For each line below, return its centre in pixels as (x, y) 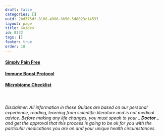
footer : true (19, 42)
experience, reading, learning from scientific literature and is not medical (80, 112)
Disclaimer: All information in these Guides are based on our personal (76, 107)
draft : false (19, 10)
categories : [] (21, 14)
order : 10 (15, 46)
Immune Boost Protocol (30, 73)
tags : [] (14, 38)
